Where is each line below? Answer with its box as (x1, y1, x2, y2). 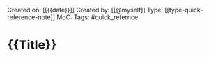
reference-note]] (7, 13, 56, 21)
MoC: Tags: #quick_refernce (56, 13, 139, 21)
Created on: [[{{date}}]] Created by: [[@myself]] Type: (7, 6, 164, 14)
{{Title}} (7, 37, 57, 53)
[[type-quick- (164, 6, 203, 14)
